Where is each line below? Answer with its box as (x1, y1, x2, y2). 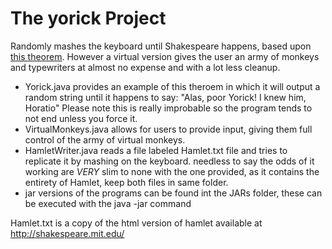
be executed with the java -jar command (24, 197, 192, 209)
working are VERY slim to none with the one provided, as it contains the (24, 165, 320, 177)
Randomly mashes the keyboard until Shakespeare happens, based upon (10, 40, 312, 52)
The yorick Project (10, 7, 167, 30)
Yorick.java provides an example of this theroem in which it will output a (24, 80, 321, 92)
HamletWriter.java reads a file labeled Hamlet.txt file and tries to (24, 144, 288, 156)
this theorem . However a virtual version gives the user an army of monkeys (10, 50, 320, 62)
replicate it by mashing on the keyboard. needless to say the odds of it (24, 155, 315, 167)
